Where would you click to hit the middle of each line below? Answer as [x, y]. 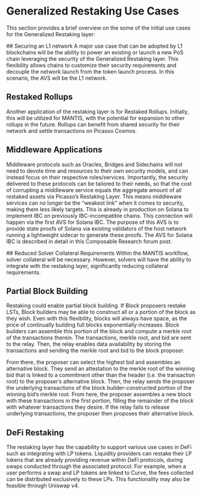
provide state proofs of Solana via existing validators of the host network [96, 228]
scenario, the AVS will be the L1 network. [57, 78]
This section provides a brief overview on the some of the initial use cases [99, 28]
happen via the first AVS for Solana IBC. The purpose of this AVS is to [93, 222]
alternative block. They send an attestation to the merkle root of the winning [100, 369]
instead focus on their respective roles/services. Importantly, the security [97, 177]
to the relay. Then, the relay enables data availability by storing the [89, 344]
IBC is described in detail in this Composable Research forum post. [89, 241]
